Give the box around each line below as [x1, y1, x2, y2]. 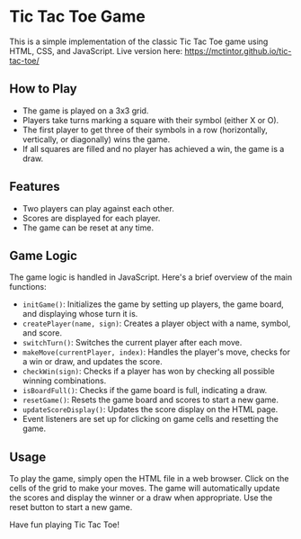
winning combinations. [22, 375, 107, 386]
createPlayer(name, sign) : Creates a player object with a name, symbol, [22, 318, 291, 329]
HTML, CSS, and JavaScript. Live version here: [9, 45, 183, 56]
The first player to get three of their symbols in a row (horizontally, [22, 124, 268, 135]
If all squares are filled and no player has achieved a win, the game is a [22, 143, 285, 154]
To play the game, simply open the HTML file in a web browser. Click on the [9, 473, 289, 484]
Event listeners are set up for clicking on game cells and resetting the [22, 414, 279, 425]
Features [9, 179, 60, 194]
